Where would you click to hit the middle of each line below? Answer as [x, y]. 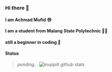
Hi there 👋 [17, 8]
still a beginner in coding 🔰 [33, 42]
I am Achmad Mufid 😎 [28, 20]
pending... [28, 64]
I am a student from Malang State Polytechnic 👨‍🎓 [56, 31]
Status [12, 53]
